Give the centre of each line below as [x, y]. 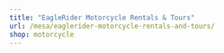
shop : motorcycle [42, 34]
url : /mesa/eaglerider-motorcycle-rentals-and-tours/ [112, 26]
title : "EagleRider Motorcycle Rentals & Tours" [102, 18]
